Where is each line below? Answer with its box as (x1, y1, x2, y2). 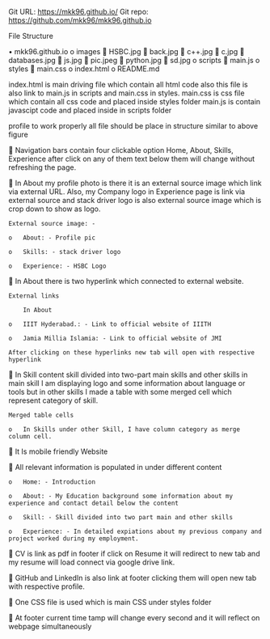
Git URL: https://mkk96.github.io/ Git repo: (8, 7, 149, 16)
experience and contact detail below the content (8, 499, 179, 507)
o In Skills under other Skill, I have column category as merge (8, 425, 241, 434)
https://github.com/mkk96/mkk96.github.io (8, 15, 152, 25)
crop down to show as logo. (8, 204, 101, 214)
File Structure (8, 32, 54, 40)
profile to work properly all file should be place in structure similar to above (8, 121, 259, 130)
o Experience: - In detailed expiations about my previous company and (8, 527, 263, 535)
